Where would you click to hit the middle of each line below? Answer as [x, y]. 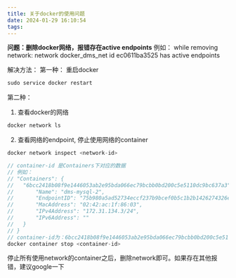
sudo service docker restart [50, 83]
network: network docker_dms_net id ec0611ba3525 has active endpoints [113, 55]
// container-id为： [36, 237]
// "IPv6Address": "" [48, 218]
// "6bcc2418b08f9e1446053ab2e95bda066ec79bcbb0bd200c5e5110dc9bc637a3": [120, 185]
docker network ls [34, 126]
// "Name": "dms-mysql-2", [56, 192]
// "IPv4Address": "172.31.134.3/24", [73, 211]
